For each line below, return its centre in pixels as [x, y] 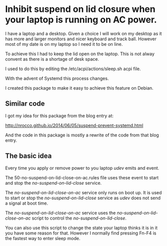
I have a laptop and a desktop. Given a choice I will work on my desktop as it [83, 33]
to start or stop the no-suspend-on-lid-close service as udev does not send [83, 198]
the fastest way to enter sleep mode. [43, 238]
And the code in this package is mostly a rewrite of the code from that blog [82, 135]
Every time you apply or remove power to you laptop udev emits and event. [82, 168]
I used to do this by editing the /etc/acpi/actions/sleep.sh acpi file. [73, 69]
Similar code [25, 104]
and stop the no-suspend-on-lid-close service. [54, 183]
